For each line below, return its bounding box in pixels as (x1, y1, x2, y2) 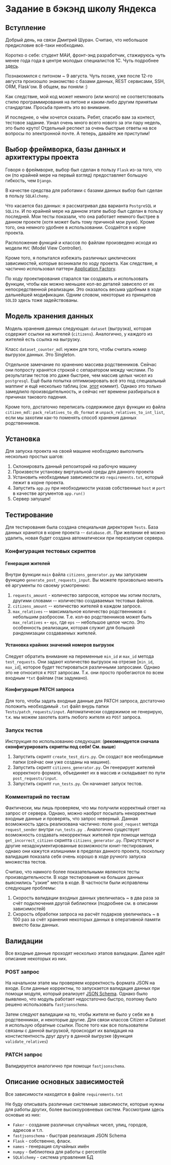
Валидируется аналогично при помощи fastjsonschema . (5, 1063, 126, 1069)
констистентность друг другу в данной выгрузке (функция (5, 1033, 133, 1039)
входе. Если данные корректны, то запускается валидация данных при (5, 985, 160, 991)
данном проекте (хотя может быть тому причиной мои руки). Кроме (5, 218, 155, 225)
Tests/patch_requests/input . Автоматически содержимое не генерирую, (5, 708, 163, 714)
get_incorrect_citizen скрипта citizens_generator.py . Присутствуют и (5, 837, 159, 843)
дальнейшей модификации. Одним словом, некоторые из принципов (5, 291, 156, 298)
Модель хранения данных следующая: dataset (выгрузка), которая (5, 325, 152, 331)
